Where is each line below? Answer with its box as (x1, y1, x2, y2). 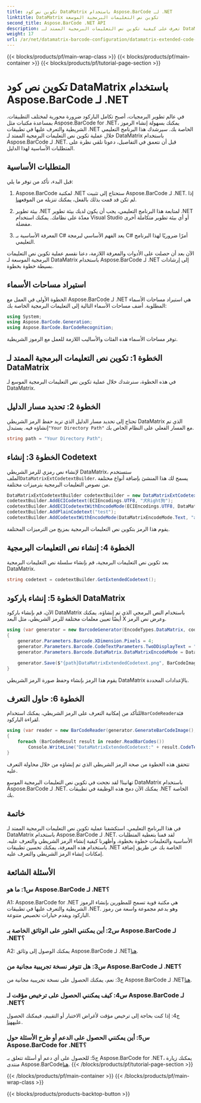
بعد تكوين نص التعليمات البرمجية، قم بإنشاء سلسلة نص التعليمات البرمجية (7, 558, 169, 566)
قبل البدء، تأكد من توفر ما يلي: (7, 178, 73, 185)
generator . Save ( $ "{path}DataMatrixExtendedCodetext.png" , (17, 660, 165, 666)
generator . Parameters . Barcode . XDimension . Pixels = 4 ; (17, 638, 154, 644)
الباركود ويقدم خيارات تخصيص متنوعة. (7, 911, 91, 919)
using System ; (7, 314, 42, 320)
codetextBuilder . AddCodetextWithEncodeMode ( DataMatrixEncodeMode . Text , (7, 515, 188, 521)
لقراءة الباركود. (7, 716, 41, 723)
